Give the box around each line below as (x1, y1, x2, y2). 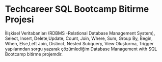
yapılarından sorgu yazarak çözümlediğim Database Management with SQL (5, 46, 157, 52)
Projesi (5, 14, 34, 25)
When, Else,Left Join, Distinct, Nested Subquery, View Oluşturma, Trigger (5, 40, 154, 46)
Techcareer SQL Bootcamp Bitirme (5, 3, 149, 15)
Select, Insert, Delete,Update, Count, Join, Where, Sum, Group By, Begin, (5, 35, 153, 41)
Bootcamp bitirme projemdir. (5, 51, 63, 57)
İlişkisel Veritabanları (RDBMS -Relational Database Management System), (5, 30, 155, 36)
